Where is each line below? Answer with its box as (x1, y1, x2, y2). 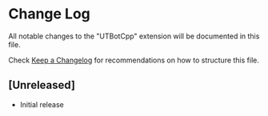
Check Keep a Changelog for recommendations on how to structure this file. (8, 55, 260, 65)
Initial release (19, 99, 64, 109)
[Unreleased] (8, 78, 76, 92)
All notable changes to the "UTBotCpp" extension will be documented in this (8, 31, 260, 41)
